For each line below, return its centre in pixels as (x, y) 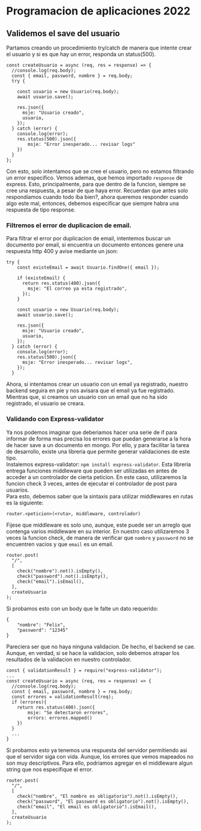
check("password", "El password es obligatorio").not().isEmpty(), (103, 801)
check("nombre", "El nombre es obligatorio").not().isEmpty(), (98, 796)
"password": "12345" (43, 630)
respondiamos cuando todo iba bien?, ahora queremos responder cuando (97, 197)
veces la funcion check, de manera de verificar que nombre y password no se (100, 538)
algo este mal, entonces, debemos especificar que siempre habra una (92, 203)
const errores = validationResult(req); (63, 697)
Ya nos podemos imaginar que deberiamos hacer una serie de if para (92, 432)
